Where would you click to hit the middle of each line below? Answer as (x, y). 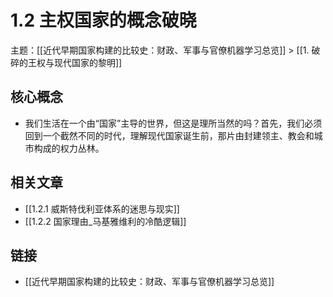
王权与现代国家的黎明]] (75, 62)
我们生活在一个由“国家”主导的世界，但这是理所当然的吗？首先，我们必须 (173, 123)
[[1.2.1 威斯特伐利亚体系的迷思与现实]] (102, 208)
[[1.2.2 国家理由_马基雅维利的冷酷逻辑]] (105, 221)
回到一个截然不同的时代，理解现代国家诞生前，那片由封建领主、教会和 (169, 135)
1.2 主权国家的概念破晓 (103, 20)
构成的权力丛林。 (69, 148)
